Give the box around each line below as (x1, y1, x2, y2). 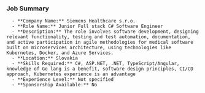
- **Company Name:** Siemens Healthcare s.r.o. (12, 18, 136, 24)
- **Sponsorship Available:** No (12, 82, 98, 88)
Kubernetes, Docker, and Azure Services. (6, 50, 114, 56)
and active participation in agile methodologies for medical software (6, 40, 193, 46)
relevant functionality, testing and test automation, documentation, (6, 34, 191, 40)
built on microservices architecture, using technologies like (6, 44, 172, 51)
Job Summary (6, 4, 49, 13)
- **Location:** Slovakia (12, 55, 79, 61)
